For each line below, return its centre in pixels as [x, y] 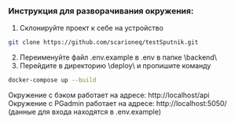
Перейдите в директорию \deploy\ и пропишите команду [115, 66]
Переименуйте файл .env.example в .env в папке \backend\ [118, 57]
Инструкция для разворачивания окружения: [101, 11]
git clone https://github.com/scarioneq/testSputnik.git [103, 42]
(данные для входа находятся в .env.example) [85, 112]
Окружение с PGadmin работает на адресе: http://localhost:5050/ [117, 104]
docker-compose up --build [52, 80]
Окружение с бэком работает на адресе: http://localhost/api [109, 95]
